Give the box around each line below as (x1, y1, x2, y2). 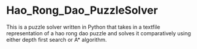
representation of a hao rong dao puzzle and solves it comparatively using (6, 29, 192, 36)
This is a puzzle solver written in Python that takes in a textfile (6, 23, 160, 30)
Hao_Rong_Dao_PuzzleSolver (6, 4, 158, 17)
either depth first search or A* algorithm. (6, 36, 107, 43)
